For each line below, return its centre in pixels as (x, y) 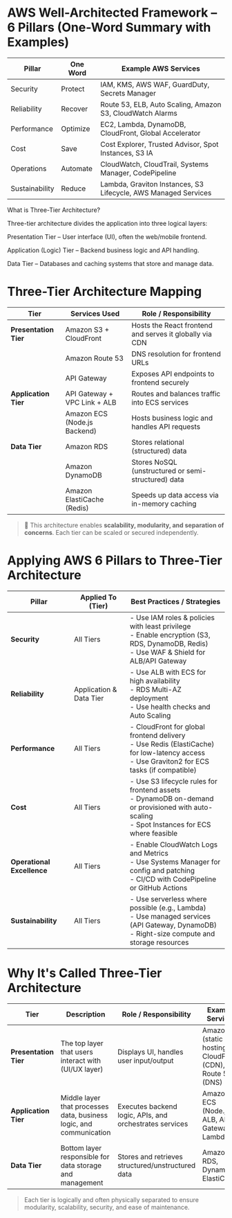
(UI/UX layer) (82, 1069)
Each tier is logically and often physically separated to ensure (111, 1199)
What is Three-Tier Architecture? (54, 210)
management (82, 1183)
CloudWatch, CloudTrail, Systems (154, 164)
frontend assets (155, 790)
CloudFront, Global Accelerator (150, 133)
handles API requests (166, 426)
